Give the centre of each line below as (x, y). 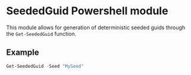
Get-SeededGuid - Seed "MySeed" (45, 66)
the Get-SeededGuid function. (41, 33)
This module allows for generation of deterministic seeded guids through (96, 27)
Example (23, 53)
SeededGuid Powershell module (87, 11)
